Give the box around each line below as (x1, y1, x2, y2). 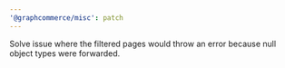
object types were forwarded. (9, 47, 121, 59)
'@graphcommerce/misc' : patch (9, 13, 124, 23)
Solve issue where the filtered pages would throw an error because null (9, 38, 277, 49)
